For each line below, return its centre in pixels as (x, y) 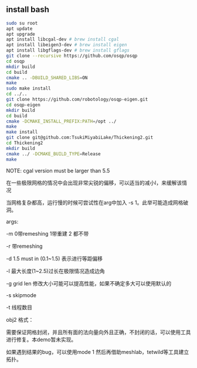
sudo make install (28, 88)
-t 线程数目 (19, 307)
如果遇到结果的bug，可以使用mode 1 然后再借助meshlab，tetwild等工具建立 (98, 352)
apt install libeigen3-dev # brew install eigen (67, 45)
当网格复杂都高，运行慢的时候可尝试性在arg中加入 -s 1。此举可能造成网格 (95, 202)
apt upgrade (21, 34)
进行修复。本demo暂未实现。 (41, 339)
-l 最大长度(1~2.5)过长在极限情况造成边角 (56, 271)
